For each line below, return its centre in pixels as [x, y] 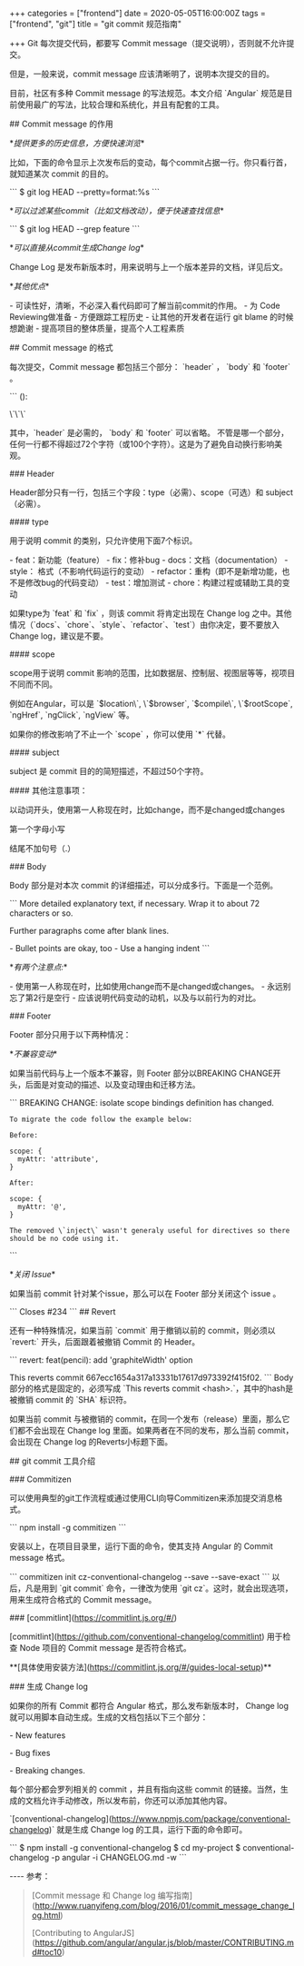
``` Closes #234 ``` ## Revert [63, 1311]
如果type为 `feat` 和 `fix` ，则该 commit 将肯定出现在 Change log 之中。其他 [151, 613]
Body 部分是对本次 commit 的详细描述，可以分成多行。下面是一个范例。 [144, 885]
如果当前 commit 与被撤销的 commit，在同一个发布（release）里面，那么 [146, 1419]
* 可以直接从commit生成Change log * [77, 248]
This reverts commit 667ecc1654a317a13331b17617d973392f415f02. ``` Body [152, 1377]
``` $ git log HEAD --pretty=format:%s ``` [85, 192]
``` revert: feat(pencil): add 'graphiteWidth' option [101, 1360]
